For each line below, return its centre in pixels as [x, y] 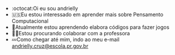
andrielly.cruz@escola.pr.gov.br [50, 46]
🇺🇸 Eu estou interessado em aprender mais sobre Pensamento [88, 14]
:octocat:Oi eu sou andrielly [45, 8]
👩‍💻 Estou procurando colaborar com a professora [71, 33]
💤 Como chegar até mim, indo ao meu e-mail [66, 39]
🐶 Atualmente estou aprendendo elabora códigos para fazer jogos [90, 27]
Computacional [30, 21]
